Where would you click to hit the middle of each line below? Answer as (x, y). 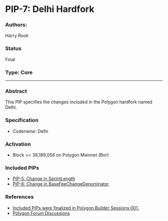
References (19, 197)
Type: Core (19, 72)
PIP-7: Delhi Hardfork (50, 9)
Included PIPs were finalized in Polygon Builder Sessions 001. (75, 208)
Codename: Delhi (30, 131)
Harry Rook (17, 35)
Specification (22, 120)
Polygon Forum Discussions (41, 213)
